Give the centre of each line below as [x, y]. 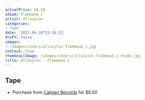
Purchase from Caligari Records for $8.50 [55, 93]
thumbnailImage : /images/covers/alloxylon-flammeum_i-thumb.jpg [73, 56]
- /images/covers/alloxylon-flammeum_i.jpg [51, 47]
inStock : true [20, 51]
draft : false [19, 38]
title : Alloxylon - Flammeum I [37, 60]
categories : [17, 24]
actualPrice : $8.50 [25, 10]
